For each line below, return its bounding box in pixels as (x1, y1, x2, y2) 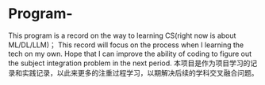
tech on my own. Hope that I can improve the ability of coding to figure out (8, 49, 252, 58)
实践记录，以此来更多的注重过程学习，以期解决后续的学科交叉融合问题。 (21, 68, 259, 77)
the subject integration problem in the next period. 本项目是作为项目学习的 (8, 58, 251, 68)
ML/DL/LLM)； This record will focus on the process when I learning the (8, 40, 244, 50)
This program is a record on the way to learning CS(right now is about (8, 31, 236, 40)
